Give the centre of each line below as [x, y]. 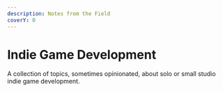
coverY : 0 [22, 20]
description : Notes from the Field [59, 14]
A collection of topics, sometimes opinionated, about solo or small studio [111, 74]
